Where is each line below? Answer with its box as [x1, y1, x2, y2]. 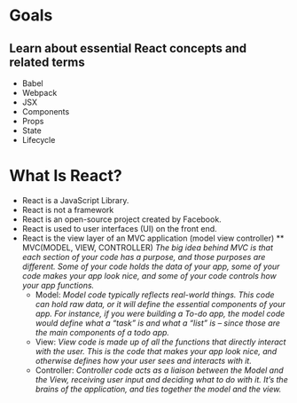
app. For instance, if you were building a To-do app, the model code [35, 308, 285, 319]
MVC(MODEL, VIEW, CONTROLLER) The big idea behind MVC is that [21, 241, 273, 253]
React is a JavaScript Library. [21, 194, 129, 205]
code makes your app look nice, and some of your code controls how [21, 270, 277, 281]
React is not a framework [21, 204, 114, 215]
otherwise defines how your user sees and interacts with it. [35, 355, 253, 366]
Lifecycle [21, 135, 56, 145]
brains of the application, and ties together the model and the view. [35, 383, 282, 394]
